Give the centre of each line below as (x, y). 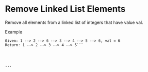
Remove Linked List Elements (65, 9)
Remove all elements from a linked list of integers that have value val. (74, 22)
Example (14, 32)
